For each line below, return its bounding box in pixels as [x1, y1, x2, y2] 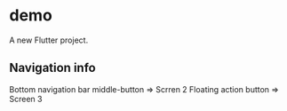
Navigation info [9, 60, 96, 75]
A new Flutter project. [9, 35, 89, 45]
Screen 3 [9, 93, 43, 104]
